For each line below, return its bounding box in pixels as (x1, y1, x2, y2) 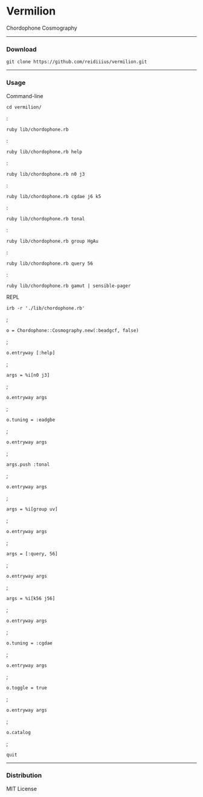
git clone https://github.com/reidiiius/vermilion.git (6, 59, 147, 65)
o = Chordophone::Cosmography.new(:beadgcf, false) (6, 327, 139, 334)
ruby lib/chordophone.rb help (6, 148, 83, 155)
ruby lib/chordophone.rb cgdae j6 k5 (6, 193, 101, 199)
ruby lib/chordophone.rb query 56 (6, 260, 94, 266)
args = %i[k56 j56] (6, 595, 56, 601)
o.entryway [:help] (6, 349, 56, 356)
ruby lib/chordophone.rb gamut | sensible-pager (6, 283, 131, 289)
